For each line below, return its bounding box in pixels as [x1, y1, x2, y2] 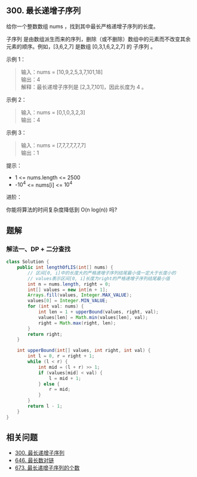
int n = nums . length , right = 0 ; [27, 281, 111, 287]
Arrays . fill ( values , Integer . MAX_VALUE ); [27, 292, 133, 298]
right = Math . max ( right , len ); [38, 320, 116, 326]
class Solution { [6, 259, 50, 265]
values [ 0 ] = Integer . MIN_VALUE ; [27, 298, 109, 304]
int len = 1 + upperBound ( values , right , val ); [38, 309, 159, 315]
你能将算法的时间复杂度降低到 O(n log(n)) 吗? [6, 206, 118, 214]
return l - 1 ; [27, 403, 63, 409]
